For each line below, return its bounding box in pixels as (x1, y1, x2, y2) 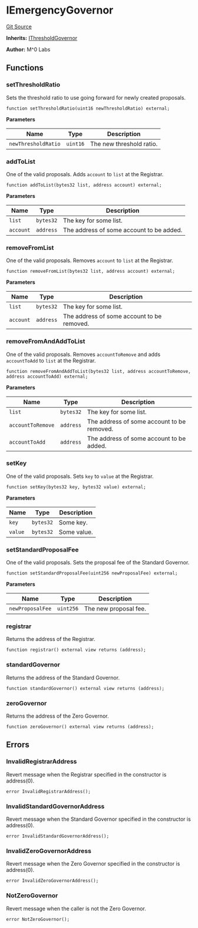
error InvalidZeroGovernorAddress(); (6, 878, 99, 884)
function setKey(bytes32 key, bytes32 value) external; (6, 484, 146, 490)
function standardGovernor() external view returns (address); (6, 685, 165, 691)
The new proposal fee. (84, 605, 146, 613)
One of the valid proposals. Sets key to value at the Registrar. (6, 473, 154, 480)
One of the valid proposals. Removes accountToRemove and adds (6, 351, 161, 358)
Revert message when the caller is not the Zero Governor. (6, 905, 146, 912)
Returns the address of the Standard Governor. (6, 674, 120, 681)
